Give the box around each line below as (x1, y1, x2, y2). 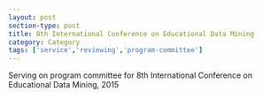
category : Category (8, 37, 81, 47)
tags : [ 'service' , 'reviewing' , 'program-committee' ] (8, 46, 203, 55)
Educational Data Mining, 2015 (8, 80, 120, 90)
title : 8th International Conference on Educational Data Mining (8, 29, 254, 38)
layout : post (8, 12, 57, 22)
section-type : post (8, 21, 81, 30)
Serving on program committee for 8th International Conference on (8, 70, 253, 80)
